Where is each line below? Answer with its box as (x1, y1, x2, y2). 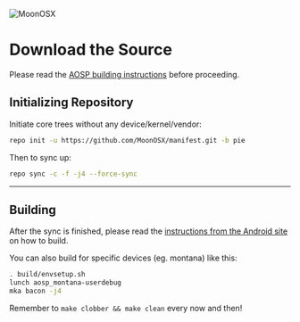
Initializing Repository (9, 95, 134, 111)
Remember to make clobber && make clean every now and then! (9, 302, 243, 313)
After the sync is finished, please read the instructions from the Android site (9, 226, 288, 236)
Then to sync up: (9, 152, 71, 162)
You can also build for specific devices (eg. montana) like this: (9, 252, 238, 263)
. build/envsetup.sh (9, 270, 87, 279)
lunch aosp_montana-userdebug (9, 278, 122, 287)
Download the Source (9, 40, 172, 60)
